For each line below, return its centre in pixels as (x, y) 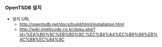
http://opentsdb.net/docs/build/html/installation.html (72, 24)
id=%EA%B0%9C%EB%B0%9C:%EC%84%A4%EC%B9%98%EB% (89, 35)
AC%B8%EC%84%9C (42, 40)
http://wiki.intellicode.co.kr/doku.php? (57, 29)
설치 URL (21, 19)
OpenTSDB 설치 (23, 7)
